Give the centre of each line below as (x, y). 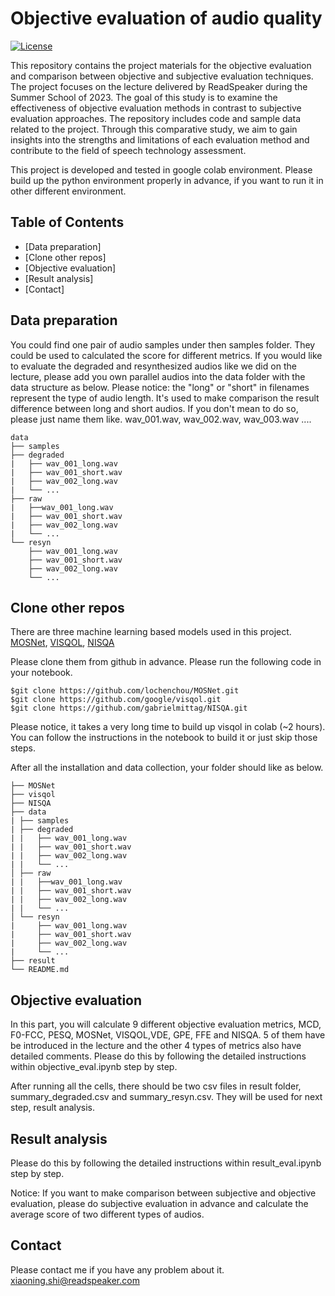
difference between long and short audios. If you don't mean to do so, (154, 408)
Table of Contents (67, 222)
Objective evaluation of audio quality (166, 18)
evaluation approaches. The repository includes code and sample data (156, 118)
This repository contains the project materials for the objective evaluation (161, 65)
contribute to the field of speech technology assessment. (128, 150)
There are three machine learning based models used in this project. (151, 632)
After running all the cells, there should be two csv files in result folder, (156, 1086)
